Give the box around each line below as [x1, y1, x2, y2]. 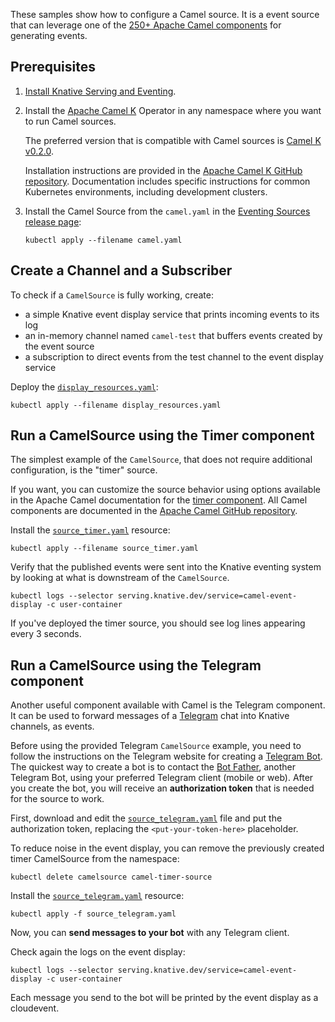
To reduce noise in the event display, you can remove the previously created [10, 842, 325, 854]
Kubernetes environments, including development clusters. [24, 185, 268, 198]
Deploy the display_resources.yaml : [10, 380, 159, 393]
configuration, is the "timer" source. [10, 464, 158, 476]
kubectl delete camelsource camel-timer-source [10, 872, 213, 883]
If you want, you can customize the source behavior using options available [10, 484, 321, 496]
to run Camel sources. [24, 115, 117, 127]
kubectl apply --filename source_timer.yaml [10, 544, 199, 554]
